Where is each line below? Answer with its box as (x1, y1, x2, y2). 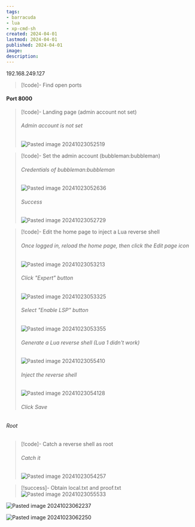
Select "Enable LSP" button (20, 307, 89, 314)
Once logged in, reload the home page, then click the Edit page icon (20, 242, 190, 249)
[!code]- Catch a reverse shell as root (20, 441, 114, 448)
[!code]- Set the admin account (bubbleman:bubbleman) (20, 152, 160, 159)
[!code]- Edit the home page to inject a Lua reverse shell (20, 228, 160, 235)
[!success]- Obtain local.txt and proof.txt (20, 484, 121, 492)
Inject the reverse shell (20, 371, 77, 378)
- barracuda (6, 14, 36, 20)
